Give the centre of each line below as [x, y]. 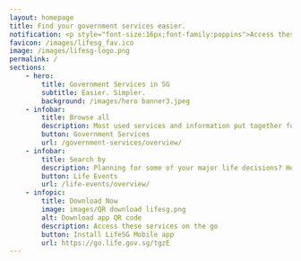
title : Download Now [80, 201]
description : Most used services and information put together [162, 126]
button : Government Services [96, 135]
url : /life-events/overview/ [96, 185]
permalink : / [34, 59]
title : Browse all [76, 117]
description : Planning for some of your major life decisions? [162, 168]
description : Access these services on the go [130, 226]
